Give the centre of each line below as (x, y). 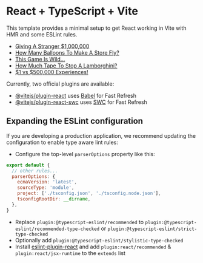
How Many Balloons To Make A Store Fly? (67, 52)
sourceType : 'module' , (46, 188)
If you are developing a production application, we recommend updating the (101, 135)
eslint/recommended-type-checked (57, 229)
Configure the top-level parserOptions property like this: (85, 154)
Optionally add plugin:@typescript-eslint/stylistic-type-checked (99, 240)
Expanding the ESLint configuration (75, 121)
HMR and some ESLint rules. (42, 34)
